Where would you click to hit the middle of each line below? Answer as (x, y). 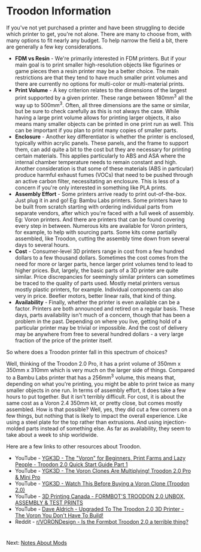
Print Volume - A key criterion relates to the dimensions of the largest (101, 90)
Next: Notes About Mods (37, 543)
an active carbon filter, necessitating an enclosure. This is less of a (97, 182)
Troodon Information (59, 11)
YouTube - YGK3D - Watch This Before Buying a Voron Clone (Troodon (102, 483)
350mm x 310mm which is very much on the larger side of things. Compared (100, 370)
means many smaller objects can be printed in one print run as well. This (104, 124)
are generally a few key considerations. (55, 47)
